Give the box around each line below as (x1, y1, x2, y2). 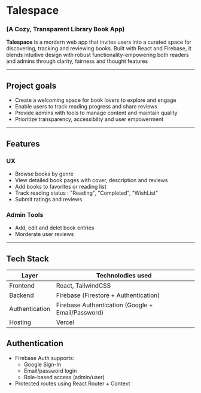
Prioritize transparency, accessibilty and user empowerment (14, 116, 164, 123)
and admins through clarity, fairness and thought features (6, 58, 148, 65)
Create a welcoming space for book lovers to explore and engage (14, 96, 176, 104)
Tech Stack (6, 253, 49, 264)
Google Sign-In (23, 361, 62, 368)
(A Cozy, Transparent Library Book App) (6, 25, 125, 34)
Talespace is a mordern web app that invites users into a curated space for (6, 38, 192, 46)
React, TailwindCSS (56, 282, 111, 290)
